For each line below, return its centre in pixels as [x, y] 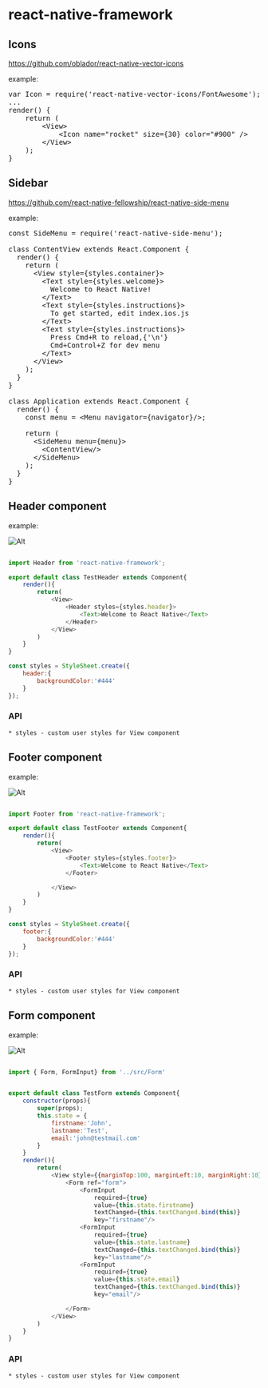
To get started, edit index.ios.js [120, 313]
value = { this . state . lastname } [142, 1242]
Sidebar [28, 183]
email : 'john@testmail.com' [96, 1138]
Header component [57, 506]
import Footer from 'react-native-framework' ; [87, 814]
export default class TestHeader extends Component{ [98, 577]
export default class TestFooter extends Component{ [98, 828]
